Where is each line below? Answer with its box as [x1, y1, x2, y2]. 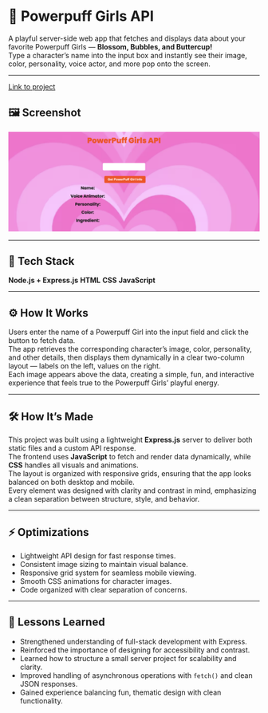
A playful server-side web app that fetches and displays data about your [8, 33, 246, 43]
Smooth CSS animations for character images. [19, 576, 172, 585]
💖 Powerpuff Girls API [8, 7, 154, 26]
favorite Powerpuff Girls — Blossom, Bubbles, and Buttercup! [8, 41, 213, 51]
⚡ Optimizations [8, 526, 89, 539]
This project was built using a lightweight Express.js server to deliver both [8, 435, 253, 445]
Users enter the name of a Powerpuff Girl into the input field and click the [8, 327, 249, 337]
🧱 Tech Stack [8, 254, 75, 268]
